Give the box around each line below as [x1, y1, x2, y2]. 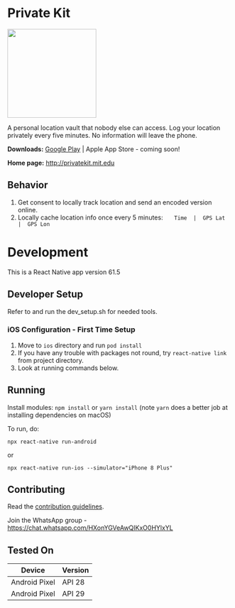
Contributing [7, 484, 65, 495]
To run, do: [7, 424, 40, 433]
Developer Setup [7, 288, 84, 300]
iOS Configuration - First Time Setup [7, 325, 136, 335]
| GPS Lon [17, 220, 50, 228]
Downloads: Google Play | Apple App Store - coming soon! [7, 144, 180, 153]
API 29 [62, 589, 85, 599]
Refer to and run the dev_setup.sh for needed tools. [7, 307, 158, 315]
